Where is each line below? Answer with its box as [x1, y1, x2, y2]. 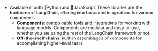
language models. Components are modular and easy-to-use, [16, 25, 141, 31]
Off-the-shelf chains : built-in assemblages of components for [16, 35, 142, 41]
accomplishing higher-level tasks [16, 40, 83, 46]
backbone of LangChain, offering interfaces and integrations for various [9, 10, 154, 15]
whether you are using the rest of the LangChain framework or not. [16, 30, 151, 36]
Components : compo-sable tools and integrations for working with [16, 20, 151, 25]
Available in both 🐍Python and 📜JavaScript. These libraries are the [9, 5, 142, 10]
